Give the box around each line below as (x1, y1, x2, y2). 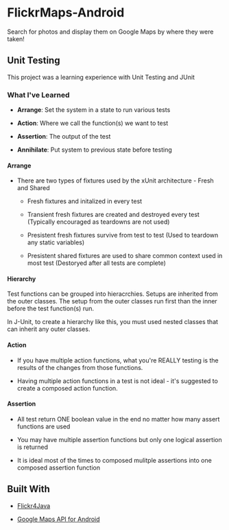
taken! (7, 34, 25, 43)
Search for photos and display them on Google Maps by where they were (7, 27, 214, 36)
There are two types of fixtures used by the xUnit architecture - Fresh (16, 176, 214, 185)
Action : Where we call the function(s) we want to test (16, 119, 169, 128)
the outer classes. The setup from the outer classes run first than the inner (7, 297, 217, 306)
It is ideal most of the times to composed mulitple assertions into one (16, 456, 213, 464)
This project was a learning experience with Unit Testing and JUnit (7, 73, 195, 81)
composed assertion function (16, 463, 101, 472)
